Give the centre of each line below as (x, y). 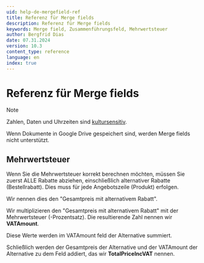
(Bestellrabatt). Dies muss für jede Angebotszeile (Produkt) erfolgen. (93, 187)
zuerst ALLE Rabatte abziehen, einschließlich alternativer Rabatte (89, 181)
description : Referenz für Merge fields (59, 23)
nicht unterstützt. (28, 140)
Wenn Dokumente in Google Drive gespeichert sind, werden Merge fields (98, 134)
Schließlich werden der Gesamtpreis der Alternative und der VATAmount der (102, 247)
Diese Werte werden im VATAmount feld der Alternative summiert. (89, 236)
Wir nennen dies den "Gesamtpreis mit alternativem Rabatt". (82, 199)
